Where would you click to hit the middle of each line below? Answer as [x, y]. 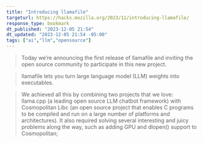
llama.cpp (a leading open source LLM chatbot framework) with [101, 101]
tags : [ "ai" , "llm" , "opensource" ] [49, 40]
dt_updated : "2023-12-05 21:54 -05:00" [57, 35]
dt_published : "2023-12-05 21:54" [50, 29]
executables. [37, 82]
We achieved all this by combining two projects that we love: [97, 94]
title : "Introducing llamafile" [47, 12]
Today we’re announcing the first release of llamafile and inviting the [107, 58]
